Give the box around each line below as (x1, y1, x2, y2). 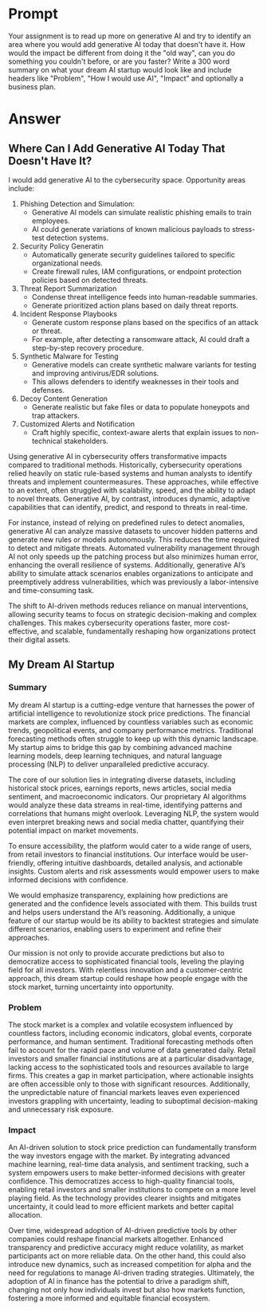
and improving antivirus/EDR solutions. (31, 368, 159, 378)
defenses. (31, 385, 65, 394)
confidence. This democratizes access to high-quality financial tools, (8, 1176, 235, 1186)
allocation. (8, 1211, 42, 1220)
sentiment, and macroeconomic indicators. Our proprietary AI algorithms (8, 791, 247, 801)
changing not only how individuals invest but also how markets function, (8, 1285, 245, 1295)
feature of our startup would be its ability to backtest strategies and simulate (8, 916, 259, 925)
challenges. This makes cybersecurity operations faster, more (8, 618, 211, 627)
